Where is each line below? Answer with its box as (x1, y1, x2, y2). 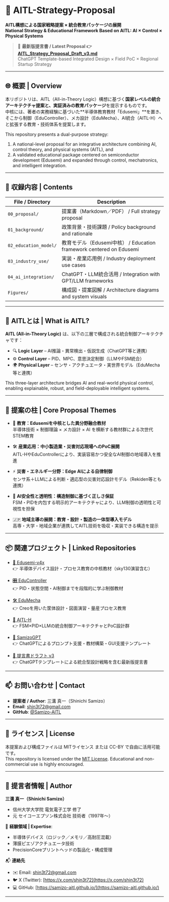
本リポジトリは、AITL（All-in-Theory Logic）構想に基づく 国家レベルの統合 (5, 96, 161, 102)
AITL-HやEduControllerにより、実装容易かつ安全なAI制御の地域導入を (12, 452, 157, 458)
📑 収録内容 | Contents (5, 183, 73, 192)
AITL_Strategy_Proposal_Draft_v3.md (17, 50, 98, 56)
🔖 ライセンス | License (5, 729, 75, 738)
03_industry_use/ (8, 258, 49, 264)
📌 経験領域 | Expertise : (5, 823, 53, 830)
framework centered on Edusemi (61, 246, 139, 253)
